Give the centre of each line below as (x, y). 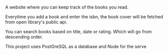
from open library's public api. (36, 22)
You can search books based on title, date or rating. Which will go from (78, 31)
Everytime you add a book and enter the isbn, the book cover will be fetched (84, 17)
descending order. (24, 37)
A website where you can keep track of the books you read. (67, 7)
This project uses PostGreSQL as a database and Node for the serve (76, 46)
